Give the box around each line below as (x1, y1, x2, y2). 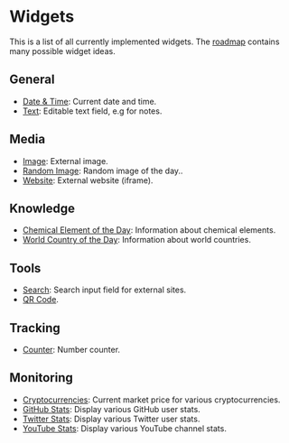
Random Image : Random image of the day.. (22, 165, 183, 176)
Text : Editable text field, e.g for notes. (22, 106, 163, 116)
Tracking (9, 320, 61, 336)
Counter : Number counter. (22, 345, 120, 355)
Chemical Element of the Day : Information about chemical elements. (22, 225, 276, 235)
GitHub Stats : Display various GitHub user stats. (22, 403, 200, 414)
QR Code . (22, 294, 59, 305)
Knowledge (9, 200, 75, 216)
